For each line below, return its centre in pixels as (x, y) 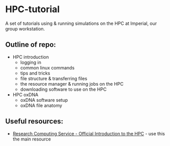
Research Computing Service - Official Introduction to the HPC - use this (89, 133)
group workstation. (25, 28)
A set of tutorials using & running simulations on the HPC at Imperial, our (81, 23)
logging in (31, 62)
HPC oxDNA (25, 94)
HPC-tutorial (33, 9)
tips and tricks (35, 73)
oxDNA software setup (44, 100)
